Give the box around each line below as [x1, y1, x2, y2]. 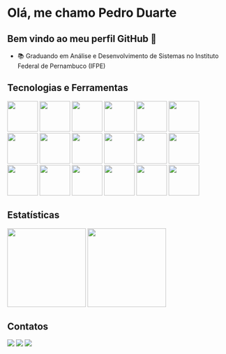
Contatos [7, 320, 49, 333]
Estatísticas [7, 209, 60, 221]
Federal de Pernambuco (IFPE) [17, 62, 106, 70]
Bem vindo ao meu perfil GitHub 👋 [7, 33, 157, 45]
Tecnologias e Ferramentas [7, 82, 129, 94]
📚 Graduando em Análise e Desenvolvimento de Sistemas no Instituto [17, 52, 219, 60]
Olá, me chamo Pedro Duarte [7, 5, 177, 21]
